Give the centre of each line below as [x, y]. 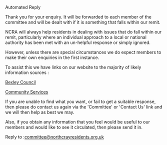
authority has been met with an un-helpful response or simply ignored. [78, 42]
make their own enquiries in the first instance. [52, 57]
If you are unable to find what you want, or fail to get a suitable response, [80, 101]
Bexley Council [20, 82]
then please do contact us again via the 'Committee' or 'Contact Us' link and [84, 107]
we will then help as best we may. [40, 112]
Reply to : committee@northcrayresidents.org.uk [54, 137]
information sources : [27, 72]
